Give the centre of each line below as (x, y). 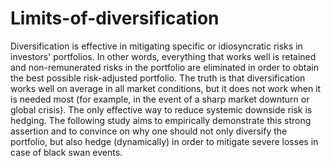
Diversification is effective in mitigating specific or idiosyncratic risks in (156, 46)
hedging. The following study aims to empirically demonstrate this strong (161, 120)
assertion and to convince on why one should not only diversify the (149, 131)
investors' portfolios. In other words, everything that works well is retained (163, 56)
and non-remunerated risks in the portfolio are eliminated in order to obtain (164, 67)
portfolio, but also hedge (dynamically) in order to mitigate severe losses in (164, 141)
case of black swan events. (66, 152)
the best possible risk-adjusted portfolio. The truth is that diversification (158, 78)
